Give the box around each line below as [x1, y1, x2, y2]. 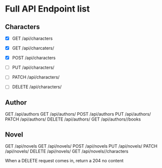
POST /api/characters [12, 55, 56, 61]
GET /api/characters [12, 35, 53, 41]
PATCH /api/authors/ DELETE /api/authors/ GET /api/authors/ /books [5, 116, 141, 122]
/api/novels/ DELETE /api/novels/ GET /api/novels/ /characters [5, 149, 129, 154]
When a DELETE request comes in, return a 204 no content [5, 158, 124, 163]
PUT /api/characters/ [12, 64, 54, 71]
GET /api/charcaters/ [12, 45, 54, 51]
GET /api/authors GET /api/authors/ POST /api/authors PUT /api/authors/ [5, 111, 151, 117]
